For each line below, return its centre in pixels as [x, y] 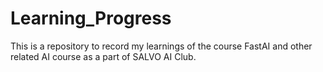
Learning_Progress [91, 18]
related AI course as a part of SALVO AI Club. [103, 56]
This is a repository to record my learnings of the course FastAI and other [161, 46]
